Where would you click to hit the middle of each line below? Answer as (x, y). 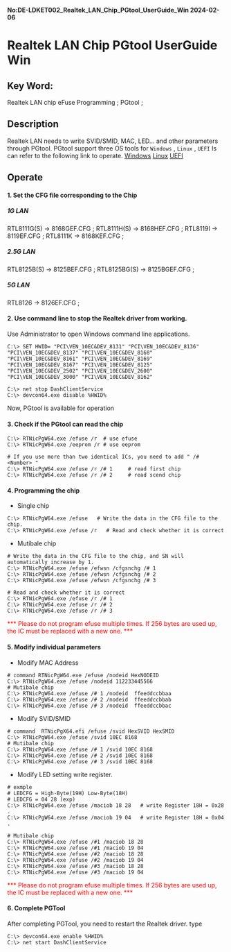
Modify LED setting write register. (65, 774)
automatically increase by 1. (51, 562)
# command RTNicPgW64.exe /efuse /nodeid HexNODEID (83, 675)
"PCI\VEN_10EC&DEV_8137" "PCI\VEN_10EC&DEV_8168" (80, 352)
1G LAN (18, 211)
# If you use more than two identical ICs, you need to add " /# (103, 457)
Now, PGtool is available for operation (61, 408)
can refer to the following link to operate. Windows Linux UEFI (95, 155)
